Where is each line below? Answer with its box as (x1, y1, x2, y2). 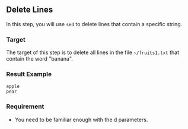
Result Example (6, 70, 52, 78)
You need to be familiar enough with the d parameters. (14, 116, 148, 123)
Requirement (6, 102, 44, 111)
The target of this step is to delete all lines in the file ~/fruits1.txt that (6, 49, 180, 56)
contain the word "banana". (6, 55, 73, 62)
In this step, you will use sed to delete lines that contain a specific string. (6, 20, 183, 27)
